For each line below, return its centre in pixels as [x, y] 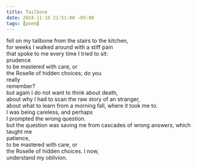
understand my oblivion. [37, 158]
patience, [18, 138]
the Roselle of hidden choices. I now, [53, 151]
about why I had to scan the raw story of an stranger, [73, 99]
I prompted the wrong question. [46, 119]
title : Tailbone [27, 12]
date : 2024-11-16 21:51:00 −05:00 [50, 18]
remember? [21, 86]
